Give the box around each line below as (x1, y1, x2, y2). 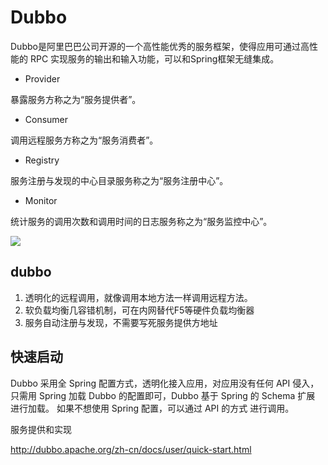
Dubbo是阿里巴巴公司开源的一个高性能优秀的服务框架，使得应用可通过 (10, 40, 301, 52)
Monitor (24, 194, 58, 206)
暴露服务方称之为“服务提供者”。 (10, 93, 142, 105)
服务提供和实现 (10, 423, 72, 435)
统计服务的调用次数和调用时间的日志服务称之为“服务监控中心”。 (10, 215, 273, 227)
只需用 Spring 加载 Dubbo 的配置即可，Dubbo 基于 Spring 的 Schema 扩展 (10, 389, 316, 401)
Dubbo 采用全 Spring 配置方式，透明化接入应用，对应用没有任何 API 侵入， (10, 377, 320, 389)
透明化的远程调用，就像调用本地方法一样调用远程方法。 (24, 291, 253, 303)
